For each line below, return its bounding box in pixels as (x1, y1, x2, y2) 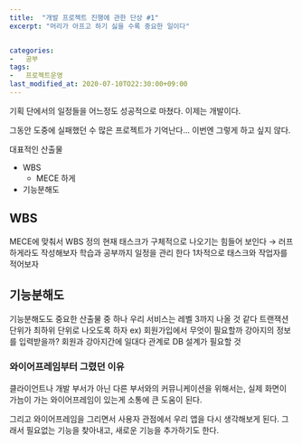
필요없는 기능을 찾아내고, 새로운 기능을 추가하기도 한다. (25, 424, 220, 435)
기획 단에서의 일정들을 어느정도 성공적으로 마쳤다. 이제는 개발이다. (9, 105, 241, 116)
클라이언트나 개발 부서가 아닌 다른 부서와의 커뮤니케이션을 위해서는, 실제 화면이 (9, 383, 288, 393)
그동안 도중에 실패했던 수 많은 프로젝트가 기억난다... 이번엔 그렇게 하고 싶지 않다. (9, 124, 291, 136)
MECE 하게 (35, 173, 76, 184)
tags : (9, 62, 30, 72)
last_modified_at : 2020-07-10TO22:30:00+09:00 (9, 80, 188, 89)
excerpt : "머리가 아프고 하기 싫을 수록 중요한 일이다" (9, 22, 190, 31)
